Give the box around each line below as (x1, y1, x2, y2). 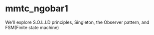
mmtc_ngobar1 (5, 3, 68, 14)
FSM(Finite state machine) (5, 24, 59, 30)
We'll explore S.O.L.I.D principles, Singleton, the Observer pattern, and (5, 19, 150, 25)
